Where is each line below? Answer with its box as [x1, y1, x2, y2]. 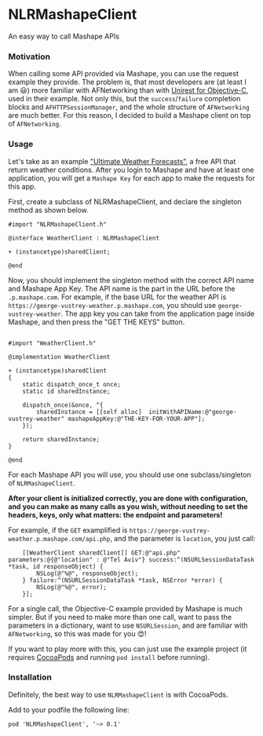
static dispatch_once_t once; [22, 380, 122, 388]
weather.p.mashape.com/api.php [8, 535, 111, 543]
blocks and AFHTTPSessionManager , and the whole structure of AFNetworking [8, 102, 250, 112]
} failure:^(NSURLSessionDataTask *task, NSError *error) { [22, 576, 223, 584]
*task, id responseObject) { [8, 562, 104, 570]
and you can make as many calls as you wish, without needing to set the [8, 501, 249, 511]
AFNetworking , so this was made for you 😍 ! [8, 628, 147, 638]
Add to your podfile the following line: [8, 705, 130, 714]
